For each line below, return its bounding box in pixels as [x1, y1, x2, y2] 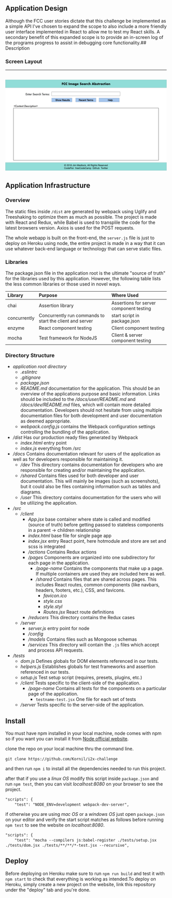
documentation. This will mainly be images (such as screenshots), [20, 478, 160, 484]
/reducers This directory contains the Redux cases [28, 615, 135, 621]
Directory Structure [5, 352, 55, 359]
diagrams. [20, 489, 42, 495]
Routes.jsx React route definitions [43, 609, 114, 615]
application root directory [12, 364, 67, 370]
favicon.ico [43, 593, 67, 599]
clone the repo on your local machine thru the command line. [5, 746, 134, 752]
